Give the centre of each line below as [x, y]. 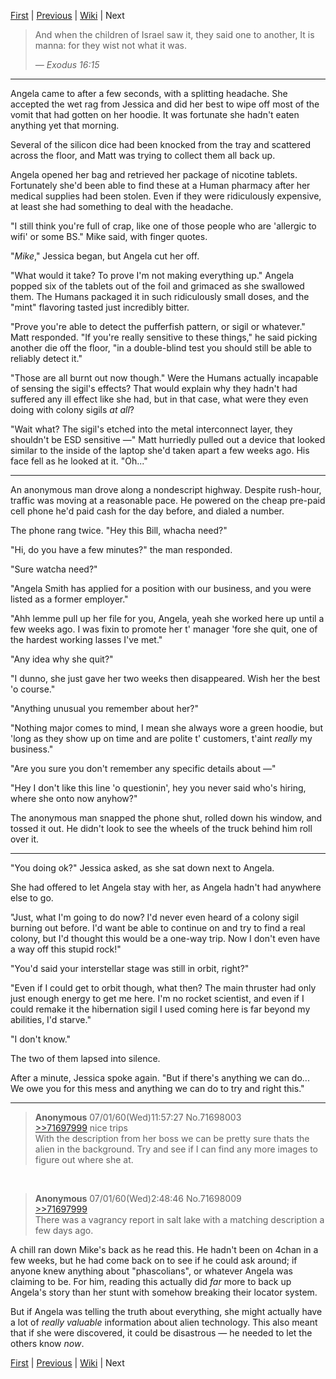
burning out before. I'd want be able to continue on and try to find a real [158, 928]
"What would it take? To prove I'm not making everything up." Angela [152, 275]
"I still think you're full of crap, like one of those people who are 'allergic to [163, 226]
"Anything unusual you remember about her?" [104, 708]
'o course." [33, 689]
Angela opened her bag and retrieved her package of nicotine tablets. [154, 174]
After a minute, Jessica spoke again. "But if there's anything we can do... [160, 1078]
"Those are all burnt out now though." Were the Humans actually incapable [164, 378]
